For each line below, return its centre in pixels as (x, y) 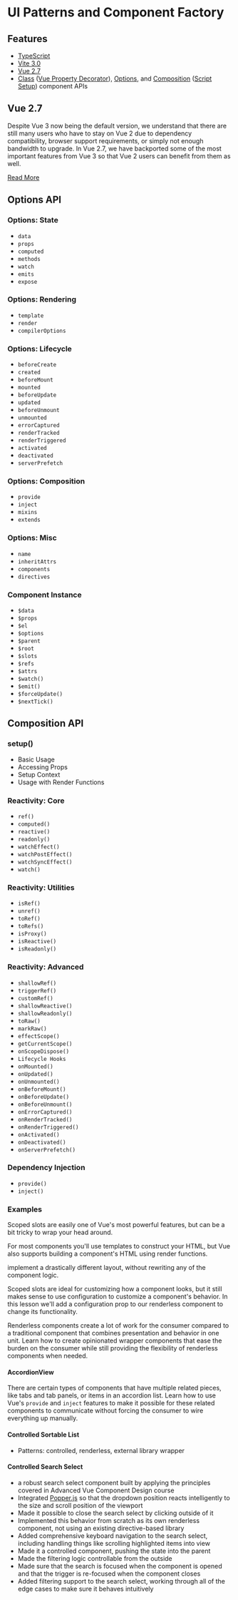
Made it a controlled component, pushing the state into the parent (114, 1551)
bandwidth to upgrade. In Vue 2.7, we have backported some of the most (115, 148)
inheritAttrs (37, 561)
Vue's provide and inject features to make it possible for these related (111, 1403)
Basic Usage (36, 759)
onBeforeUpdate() (43, 1097)
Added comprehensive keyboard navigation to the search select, (113, 1535)
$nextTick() (35, 702)
